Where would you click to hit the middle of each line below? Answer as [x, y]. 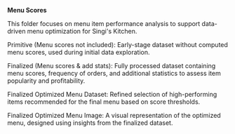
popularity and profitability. [46, 81]
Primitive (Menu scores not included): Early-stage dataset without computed [117, 45]
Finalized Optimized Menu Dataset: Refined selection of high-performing [112, 94]
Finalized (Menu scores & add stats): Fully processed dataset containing [112, 66]
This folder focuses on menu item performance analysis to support [104, 24]
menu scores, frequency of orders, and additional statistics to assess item [114, 73]
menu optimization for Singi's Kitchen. [82, 31]
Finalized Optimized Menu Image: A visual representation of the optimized [114, 115]
